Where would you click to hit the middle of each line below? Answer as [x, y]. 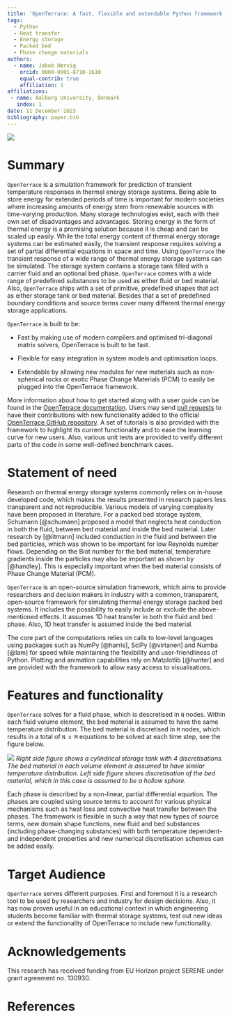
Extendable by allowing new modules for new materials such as [108, 372]
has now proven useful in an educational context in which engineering [108, 909]
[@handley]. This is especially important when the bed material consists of [114, 566]
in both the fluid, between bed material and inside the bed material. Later [111, 529]
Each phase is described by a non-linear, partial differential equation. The [112, 794]
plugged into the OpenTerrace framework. [78, 386]
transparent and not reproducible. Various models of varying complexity [110, 507]
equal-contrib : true [49, 78]
